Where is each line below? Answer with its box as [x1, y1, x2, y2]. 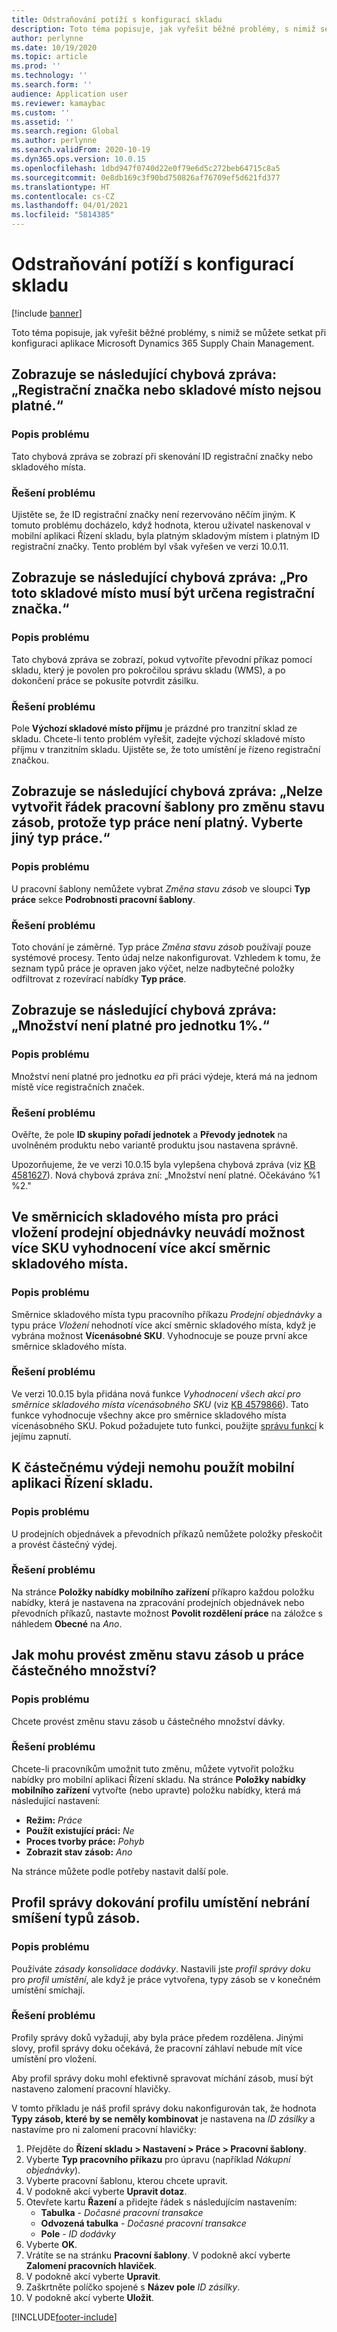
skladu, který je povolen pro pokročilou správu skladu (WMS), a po [11, 664, 286, 676]
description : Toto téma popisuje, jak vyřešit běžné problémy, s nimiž [11, 24, 316, 34]
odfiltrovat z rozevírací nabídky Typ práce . [11, 972, 187, 985]
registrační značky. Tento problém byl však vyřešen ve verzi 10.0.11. [11, 540, 289, 552]
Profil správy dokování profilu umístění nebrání [11, 1894, 310, 1911]
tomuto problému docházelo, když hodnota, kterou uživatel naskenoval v [11, 519, 311, 531]
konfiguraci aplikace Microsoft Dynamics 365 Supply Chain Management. [11, 337, 315, 349]
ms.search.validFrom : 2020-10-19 [11, 145, 151, 155]
